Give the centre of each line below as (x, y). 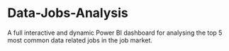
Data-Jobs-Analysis (68, 13)
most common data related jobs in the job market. (80, 40)
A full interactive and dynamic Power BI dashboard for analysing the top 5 (115, 33)
